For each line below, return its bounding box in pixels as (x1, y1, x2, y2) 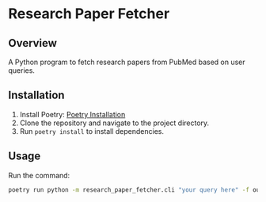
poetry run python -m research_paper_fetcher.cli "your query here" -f (8, 185, 249, 194)
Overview (8, 36, 58, 50)
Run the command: (8, 170, 70, 180)
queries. (8, 66, 36, 75)
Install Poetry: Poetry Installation (19, 109, 126, 119)
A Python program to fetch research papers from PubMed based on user (8, 57, 245, 67)
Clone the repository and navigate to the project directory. (19, 118, 210, 128)
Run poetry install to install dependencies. (19, 126, 165, 135)
